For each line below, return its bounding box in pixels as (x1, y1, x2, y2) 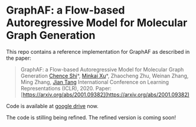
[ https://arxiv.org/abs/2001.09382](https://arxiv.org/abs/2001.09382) (20, 91, 190, 98)
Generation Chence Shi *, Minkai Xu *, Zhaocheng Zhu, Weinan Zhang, (20, 72, 189, 79)
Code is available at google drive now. (6, 102, 99, 109)
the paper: (6, 54, 31, 61)
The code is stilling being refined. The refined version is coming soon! (6, 113, 176, 121)
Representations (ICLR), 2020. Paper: (20, 84, 112, 92)
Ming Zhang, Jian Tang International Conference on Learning (20, 78, 169, 86)
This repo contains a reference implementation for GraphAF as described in (6, 48, 190, 55)
